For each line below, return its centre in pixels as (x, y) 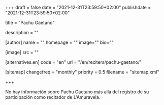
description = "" (22, 32)
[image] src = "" (22, 52)
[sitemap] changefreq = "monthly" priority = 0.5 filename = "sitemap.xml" (82, 72)
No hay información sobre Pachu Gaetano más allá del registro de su (77, 92)
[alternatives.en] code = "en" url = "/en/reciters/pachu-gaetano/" (74, 62)
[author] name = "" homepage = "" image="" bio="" (60, 42)
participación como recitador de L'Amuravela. (53, 97)
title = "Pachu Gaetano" (30, 23)
